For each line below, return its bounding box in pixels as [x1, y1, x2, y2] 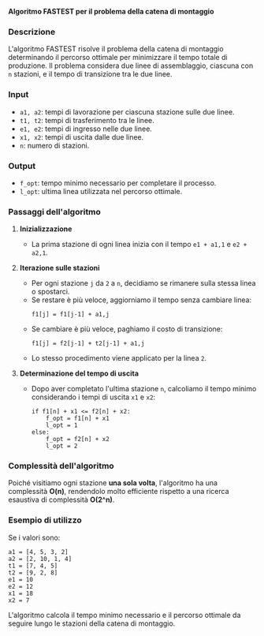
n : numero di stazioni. [19, 140, 90, 150]
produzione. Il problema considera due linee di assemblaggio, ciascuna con [8, 61, 254, 70]
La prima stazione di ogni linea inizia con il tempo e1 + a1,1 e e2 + [31, 240, 247, 249]
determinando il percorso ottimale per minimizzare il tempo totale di [8, 53, 228, 62]
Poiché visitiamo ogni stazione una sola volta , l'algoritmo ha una [8, 478, 218, 488]
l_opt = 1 [46, 421, 78, 429]
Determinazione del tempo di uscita [19, 369, 139, 378]
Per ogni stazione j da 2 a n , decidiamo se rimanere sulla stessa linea [31, 279, 256, 288]
